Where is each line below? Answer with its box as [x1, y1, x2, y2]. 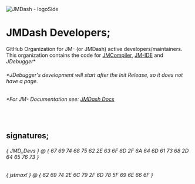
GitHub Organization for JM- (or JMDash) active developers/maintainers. [6, 45, 183, 52]
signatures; [6, 131, 49, 141]
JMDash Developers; [6, 26, 110, 39]
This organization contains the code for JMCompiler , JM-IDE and [6, 52, 163, 59]
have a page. [6, 77, 38, 84]
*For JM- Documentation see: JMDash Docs [6, 96, 115, 103]
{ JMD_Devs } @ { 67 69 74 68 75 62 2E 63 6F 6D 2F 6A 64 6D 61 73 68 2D [6, 147, 189, 154]
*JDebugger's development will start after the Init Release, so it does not [6, 71, 183, 79]
